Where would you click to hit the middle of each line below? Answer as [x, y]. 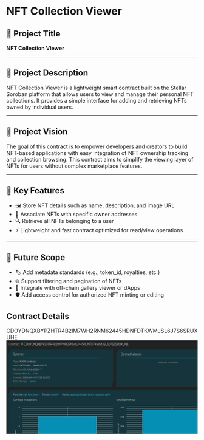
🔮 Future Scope [36, 257]
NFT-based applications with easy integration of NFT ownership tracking [97, 153]
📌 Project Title [33, 34]
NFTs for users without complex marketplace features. [74, 166]
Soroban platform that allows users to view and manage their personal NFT [100, 94]
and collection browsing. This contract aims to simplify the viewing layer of [100, 159]
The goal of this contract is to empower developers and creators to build [97, 146]
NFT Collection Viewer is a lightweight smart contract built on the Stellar [97, 88]
